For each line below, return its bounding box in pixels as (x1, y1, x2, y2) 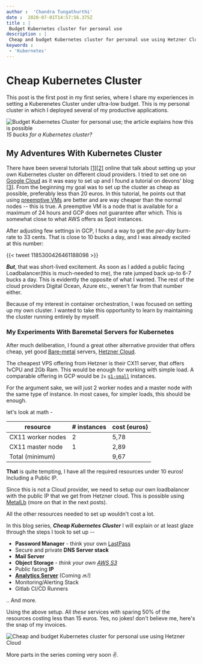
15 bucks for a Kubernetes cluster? (6, 130, 93, 138)
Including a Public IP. (6, 474, 58, 481)
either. (6, 288, 22, 296)
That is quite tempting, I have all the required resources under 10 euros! (6, 468, 184, 475)
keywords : (6, 43, 34, 49)
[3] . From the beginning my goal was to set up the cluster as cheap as (6, 183, 180, 190)
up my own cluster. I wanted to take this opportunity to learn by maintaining (6, 306, 194, 314)
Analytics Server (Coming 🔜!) (14, 571, 91, 579)
